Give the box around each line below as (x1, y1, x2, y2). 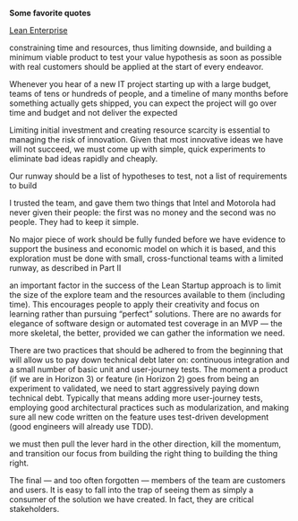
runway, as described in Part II (9, 263, 122, 273)
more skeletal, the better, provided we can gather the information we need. (9, 327, 285, 338)
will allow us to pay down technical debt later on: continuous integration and (9, 354, 290, 365)
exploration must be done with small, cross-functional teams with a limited (9, 253, 284, 264)
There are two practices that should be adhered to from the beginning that (9, 345, 284, 355)
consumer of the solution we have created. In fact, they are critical (9, 494, 254, 505)
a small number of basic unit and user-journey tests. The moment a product (9, 364, 288, 375)
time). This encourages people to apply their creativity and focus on (9, 300, 260, 309)
